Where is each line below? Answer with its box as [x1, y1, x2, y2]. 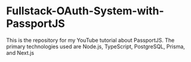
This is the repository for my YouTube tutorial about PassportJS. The [6, 36, 175, 44]
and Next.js [6, 49, 35, 56]
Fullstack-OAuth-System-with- [6, 4, 164, 18]
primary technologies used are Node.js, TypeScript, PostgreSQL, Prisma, [6, 43, 185, 50]
